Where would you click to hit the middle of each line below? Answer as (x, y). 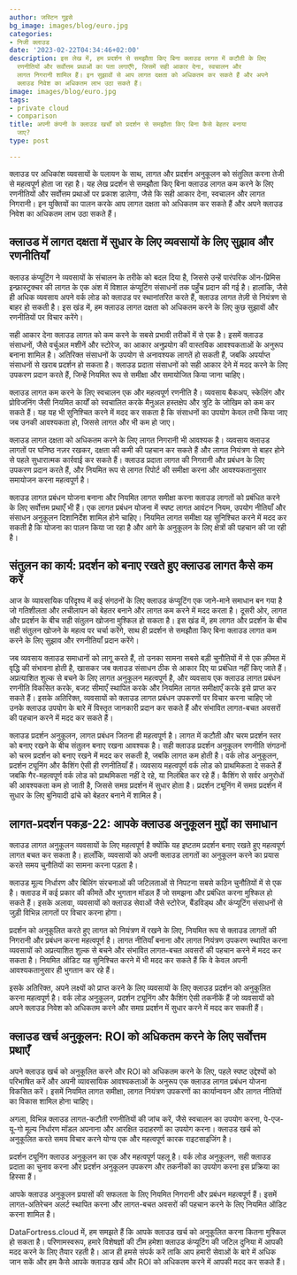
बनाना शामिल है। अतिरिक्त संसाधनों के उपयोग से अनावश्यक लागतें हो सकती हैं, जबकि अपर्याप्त (140, 354)
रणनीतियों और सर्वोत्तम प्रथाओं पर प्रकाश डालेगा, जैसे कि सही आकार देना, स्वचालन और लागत (137, 193)
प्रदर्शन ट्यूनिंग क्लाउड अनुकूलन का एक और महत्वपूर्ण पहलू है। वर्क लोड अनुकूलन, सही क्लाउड (140, 1157)
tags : (19, 100)
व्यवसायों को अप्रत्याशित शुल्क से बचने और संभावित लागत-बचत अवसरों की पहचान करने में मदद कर (145, 950)
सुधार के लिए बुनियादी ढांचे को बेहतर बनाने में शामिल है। (86, 796)
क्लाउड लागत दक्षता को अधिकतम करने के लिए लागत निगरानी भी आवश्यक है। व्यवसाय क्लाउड (140, 440)
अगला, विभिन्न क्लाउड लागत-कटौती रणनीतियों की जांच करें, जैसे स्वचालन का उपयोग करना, (136, 1119)
